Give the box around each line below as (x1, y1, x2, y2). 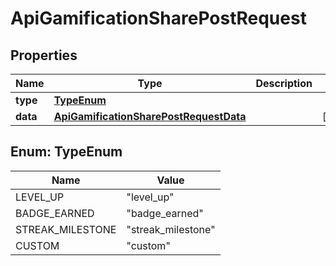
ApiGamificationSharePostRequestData (53, 110, 247, 123)
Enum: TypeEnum (10, 143, 123, 161)
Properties (10, 47, 78, 64)
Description (255, 77, 313, 90)
